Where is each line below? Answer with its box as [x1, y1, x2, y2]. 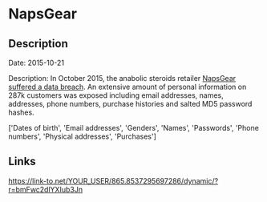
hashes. [8, 107, 34, 117]
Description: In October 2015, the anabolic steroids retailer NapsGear [8, 74, 237, 83]
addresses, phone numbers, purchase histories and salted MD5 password [8, 99, 253, 108]
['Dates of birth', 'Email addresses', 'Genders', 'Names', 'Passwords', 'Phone [8, 123, 259, 132]
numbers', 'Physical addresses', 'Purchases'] [8, 131, 156, 141]
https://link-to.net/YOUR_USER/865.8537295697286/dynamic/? [8, 176, 219, 185]
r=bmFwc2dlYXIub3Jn [8, 184, 83, 194]
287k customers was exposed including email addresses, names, [8, 91, 225, 100]
